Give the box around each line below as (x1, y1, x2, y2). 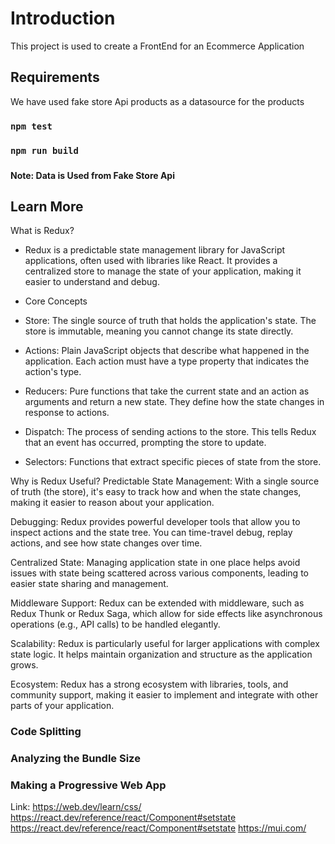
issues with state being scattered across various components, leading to (10, 567, 309, 579)
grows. (10, 659, 39, 671)
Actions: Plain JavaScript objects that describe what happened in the (24, 345, 310, 357)
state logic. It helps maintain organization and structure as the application (10, 648, 313, 661)
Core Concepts (24, 295, 88, 307)
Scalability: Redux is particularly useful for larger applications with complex (10, 638, 320, 650)
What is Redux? (10, 225, 75, 237)
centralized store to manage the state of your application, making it (24, 265, 302, 277)
